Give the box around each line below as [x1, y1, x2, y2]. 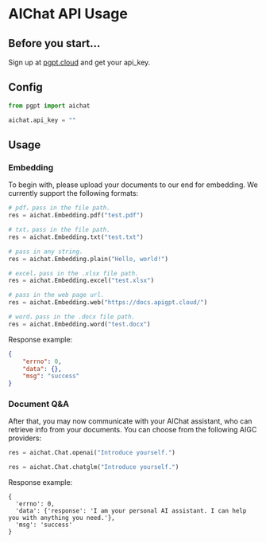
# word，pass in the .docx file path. [8, 313, 136, 321]
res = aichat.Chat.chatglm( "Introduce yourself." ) [8, 463, 179, 471]
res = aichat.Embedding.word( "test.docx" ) [8, 320, 151, 328]
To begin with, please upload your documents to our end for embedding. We [8, 180, 258, 189]
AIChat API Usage [8, 5, 129, 23]
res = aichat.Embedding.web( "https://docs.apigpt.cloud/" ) [8, 299, 208, 307]
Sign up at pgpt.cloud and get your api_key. [8, 57, 151, 67]
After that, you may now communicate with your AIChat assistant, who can [8, 416, 253, 426]
